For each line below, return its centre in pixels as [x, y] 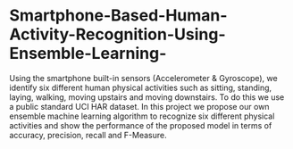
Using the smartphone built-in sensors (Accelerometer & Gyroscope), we [144, 78]
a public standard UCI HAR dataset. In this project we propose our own [139, 106]
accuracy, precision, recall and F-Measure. [88, 135]
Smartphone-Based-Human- [118, 16]
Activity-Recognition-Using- [117, 34]
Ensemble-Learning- [88, 54]
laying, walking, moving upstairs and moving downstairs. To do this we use [147, 97]
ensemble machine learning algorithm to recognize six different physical [142, 116]
